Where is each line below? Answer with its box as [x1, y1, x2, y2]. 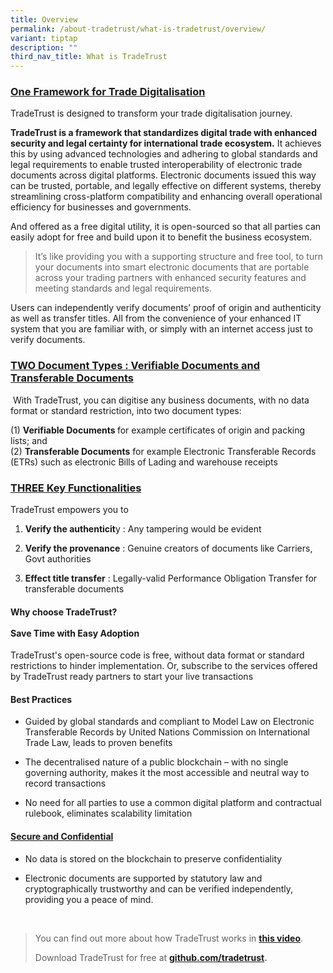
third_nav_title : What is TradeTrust [10, 52, 168, 62]
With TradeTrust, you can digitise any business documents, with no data [12, 394, 310, 406]
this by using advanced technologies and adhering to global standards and [10, 148, 318, 160]
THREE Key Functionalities [10, 481, 142, 495]
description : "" [10, 42, 78, 53]
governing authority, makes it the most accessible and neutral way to [24, 767, 310, 779]
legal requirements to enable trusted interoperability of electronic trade [10, 159, 303, 171]
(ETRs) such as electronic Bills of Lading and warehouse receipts [10, 456, 278, 468]
